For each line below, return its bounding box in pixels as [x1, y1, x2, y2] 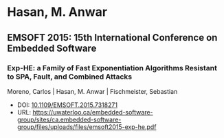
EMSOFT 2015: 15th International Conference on [7, 32, 218, 43]
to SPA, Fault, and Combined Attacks [7, 72, 133, 81]
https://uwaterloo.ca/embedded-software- [32, 108, 153, 116]
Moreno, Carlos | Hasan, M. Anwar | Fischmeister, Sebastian [7, 87, 178, 95]
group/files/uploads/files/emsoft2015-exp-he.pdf [16, 122, 157, 131]
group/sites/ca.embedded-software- [16, 115, 122, 124]
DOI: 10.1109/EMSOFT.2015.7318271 [16, 101, 118, 109]
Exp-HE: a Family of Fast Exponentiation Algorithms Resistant [7, 63, 218, 72]
